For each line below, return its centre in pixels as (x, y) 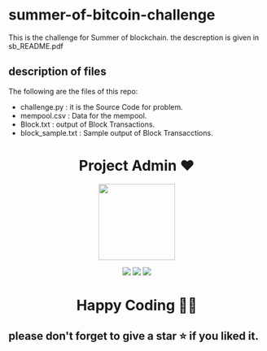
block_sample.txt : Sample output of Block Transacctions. (116, 132)
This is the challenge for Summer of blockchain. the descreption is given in (134, 37)
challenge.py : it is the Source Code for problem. (101, 106)
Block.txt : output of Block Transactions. (88, 124)
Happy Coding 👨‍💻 (137, 305)
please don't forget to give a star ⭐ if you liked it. (133, 336)
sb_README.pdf (36, 45)
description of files (58, 72)
